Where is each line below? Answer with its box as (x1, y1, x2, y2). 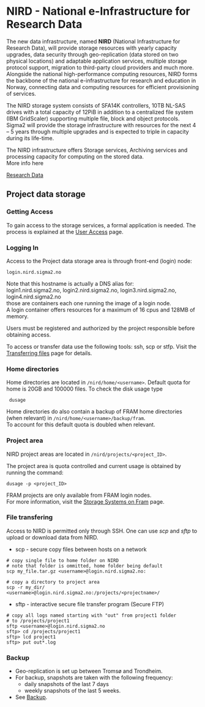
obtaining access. (6, 330, 51, 338)
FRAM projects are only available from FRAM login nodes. (6, 491, 152, 499)
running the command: (6, 469, 64, 476)
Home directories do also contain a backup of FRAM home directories (6, 408, 182, 415)
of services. (6, 90, 37, 97)
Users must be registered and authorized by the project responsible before (6, 324, 195, 332)
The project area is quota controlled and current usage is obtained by (6, 462, 182, 469)
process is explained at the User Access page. (6, 228, 124, 235)
